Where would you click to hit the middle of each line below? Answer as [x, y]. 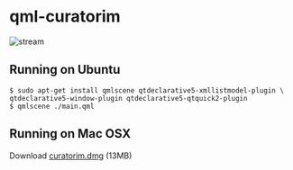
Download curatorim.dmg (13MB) [71, 156]
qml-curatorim [65, 17]
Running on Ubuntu [65, 70]
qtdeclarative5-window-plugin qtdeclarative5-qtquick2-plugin [128, 98]
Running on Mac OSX [70, 134]
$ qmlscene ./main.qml [52, 106]
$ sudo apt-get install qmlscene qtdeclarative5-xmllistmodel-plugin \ [146, 90]
